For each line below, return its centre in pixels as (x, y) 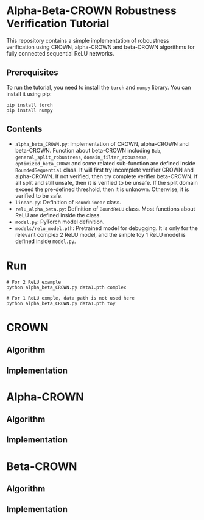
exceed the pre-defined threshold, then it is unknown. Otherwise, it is (102, 189)
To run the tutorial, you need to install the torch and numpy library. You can (99, 87)
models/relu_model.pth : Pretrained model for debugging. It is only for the (106, 228)
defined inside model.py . (45, 241)
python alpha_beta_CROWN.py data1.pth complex (66, 287)
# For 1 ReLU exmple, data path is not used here (71, 298)
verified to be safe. (39, 195)
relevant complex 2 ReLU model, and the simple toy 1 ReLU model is (100, 234)
